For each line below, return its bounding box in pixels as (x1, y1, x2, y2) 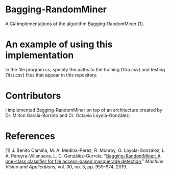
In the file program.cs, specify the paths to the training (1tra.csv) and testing (5, 66, 165, 72)
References (5, 130, 55, 142)
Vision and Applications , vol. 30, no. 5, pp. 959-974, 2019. (5, 163, 128, 170)
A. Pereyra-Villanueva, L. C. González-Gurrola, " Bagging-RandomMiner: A (5, 152, 161, 159)
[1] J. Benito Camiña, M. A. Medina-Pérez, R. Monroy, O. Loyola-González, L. (5, 147, 166, 153)
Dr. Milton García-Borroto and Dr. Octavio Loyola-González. (5, 112, 130, 119)
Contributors (5, 90, 61, 102)
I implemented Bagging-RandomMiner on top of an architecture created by (5, 107, 162, 113)
